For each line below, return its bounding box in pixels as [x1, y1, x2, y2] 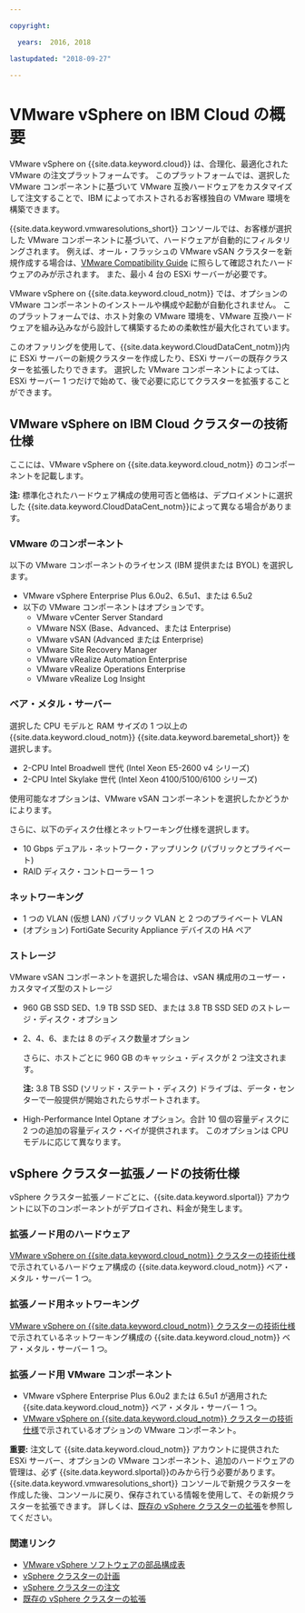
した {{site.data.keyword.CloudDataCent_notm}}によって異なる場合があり [9, 501, 284, 512]
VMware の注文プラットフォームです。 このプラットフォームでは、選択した [9, 170, 290, 181]
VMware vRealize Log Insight [35, 674, 145, 685]
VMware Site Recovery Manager [35, 645, 158, 656]
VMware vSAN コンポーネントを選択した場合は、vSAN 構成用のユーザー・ [9, 972, 289, 983]
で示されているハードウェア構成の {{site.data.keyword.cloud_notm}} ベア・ [9, 1261, 291, 1273]
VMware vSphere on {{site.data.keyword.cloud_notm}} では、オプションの [9, 288, 288, 299]
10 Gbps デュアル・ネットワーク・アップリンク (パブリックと [22, 843, 251, 854]
